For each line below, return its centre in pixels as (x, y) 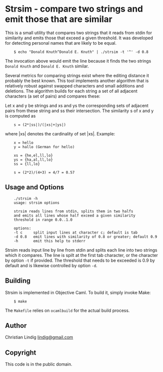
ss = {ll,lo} (27, 164)
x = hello (24, 143)
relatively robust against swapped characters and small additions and (74, 85)
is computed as (20, 116)
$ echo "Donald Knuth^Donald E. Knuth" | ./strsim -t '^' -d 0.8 (81, 52)
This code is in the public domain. (39, 364)
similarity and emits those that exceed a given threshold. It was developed (79, 38)
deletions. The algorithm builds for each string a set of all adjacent (71, 91)
